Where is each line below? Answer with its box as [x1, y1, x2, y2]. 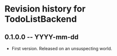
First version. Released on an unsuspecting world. [11, 46, 113, 51]
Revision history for [4, 3, 86, 14]
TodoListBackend [4, 14, 77, 25]
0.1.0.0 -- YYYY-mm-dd [4, 33, 79, 41]
